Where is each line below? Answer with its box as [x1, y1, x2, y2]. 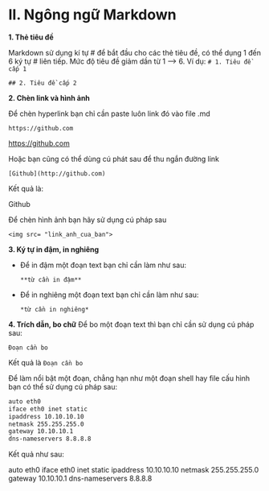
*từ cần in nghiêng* [19, 305, 89, 313]
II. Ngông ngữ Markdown [8, 6, 177, 24]
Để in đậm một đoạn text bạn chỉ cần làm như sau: [19, 260, 187, 270]
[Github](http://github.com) [8, 169, 106, 178]
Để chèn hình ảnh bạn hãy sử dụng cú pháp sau [8, 215, 167, 225]
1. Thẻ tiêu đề [8, 32, 54, 42]
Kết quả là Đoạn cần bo [8, 357, 84, 367]
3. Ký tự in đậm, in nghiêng [8, 244, 100, 254]
